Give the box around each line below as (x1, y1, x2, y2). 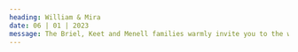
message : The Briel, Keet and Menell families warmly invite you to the (9, 29, 284, 38)
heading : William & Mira (9, 12, 101, 22)
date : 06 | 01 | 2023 (9, 21, 90, 30)
